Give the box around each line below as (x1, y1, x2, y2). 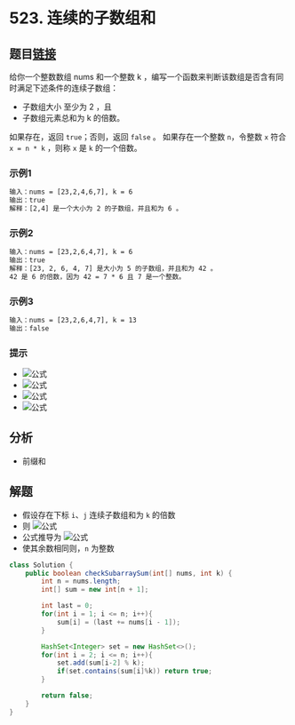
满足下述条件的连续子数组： (16, 83, 118, 93)
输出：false (9, 323, 50, 333)
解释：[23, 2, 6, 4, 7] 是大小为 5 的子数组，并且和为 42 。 (9, 264, 218, 273)
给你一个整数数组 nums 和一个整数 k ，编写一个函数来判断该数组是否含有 (9, 72, 276, 82)
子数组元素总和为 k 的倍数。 (21, 113, 125, 123)
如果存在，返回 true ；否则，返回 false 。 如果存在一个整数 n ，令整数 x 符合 (9, 131, 287, 142)
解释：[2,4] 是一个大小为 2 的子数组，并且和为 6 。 (9, 204, 183, 213)
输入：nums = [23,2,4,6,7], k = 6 (9, 187, 133, 196)
